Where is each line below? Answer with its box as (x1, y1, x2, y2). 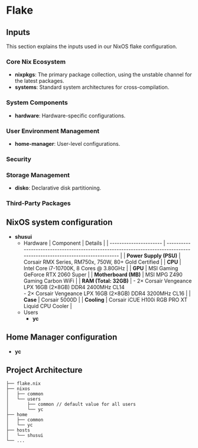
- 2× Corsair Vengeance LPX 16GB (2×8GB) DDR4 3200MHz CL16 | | (23, 290, 191, 297)
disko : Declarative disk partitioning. (14, 184, 102, 191)
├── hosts (6, 427, 31, 433)
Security (6, 155, 31, 163)
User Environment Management (6, 127, 100, 135)
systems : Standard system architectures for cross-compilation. (14, 84, 170, 91)
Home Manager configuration (6, 332, 118, 343)
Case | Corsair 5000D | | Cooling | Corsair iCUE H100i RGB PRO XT (23, 296, 188, 303)
